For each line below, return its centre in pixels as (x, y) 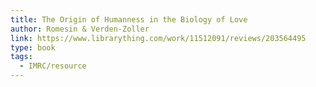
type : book (33, 47)
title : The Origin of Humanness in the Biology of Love (129, 19)
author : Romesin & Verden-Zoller (80, 29)
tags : (21, 57)
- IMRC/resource (53, 66)
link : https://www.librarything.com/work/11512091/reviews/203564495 (158, 38)
